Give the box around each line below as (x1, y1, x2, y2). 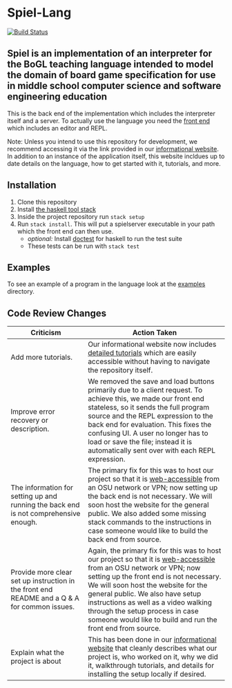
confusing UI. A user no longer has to (87, 428, 209, 438)
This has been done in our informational (87, 635, 217, 644)
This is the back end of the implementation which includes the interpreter (7, 109, 215, 117)
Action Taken (132, 328, 177, 338)
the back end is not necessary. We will (87, 492, 213, 501)
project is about (10, 656, 61, 666)
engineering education (7, 91, 108, 103)
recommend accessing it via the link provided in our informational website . (7, 144, 220, 153)
